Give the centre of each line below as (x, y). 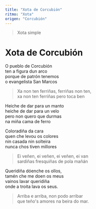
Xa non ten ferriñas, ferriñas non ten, (54, 91)
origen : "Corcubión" (26, 19)
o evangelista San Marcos (31, 82)
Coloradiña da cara (24, 131)
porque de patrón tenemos (32, 77)
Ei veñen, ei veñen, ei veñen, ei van (53, 156)
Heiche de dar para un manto (35, 106)
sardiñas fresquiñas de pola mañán (52, 161)
